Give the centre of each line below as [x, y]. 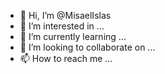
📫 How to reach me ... [66, 58]
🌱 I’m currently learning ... [73, 36]
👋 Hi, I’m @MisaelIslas [65, 15]
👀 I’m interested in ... [62, 26]
